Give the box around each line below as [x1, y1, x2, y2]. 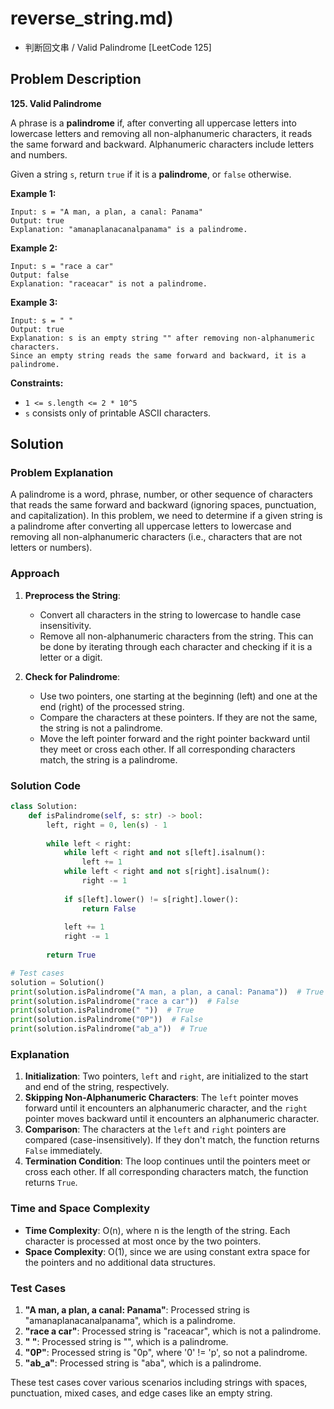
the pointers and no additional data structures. [24, 1256, 216, 1268]
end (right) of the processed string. [39, 700, 185, 712]
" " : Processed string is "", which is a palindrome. [24, 1335, 229, 1347]
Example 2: [10, 242, 58, 254]
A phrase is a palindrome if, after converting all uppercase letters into [10, 117, 297, 129]
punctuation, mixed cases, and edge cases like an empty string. [10, 1387, 273, 1399]
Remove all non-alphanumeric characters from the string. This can [39, 630, 314, 642]
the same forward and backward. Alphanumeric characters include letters [10, 138, 315, 150]
